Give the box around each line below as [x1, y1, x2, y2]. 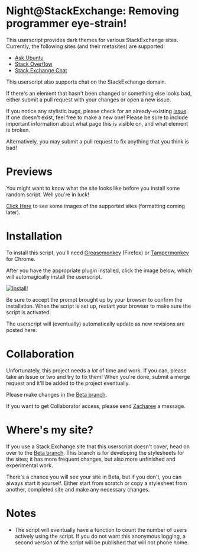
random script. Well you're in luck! [6, 191, 90, 198]
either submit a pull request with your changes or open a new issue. [6, 96, 171, 103]
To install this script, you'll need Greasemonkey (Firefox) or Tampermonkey [6, 249, 189, 256]
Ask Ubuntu [14, 54, 44, 61]
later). [6, 209, 21, 216]
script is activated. [6, 308, 51, 315]
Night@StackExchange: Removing [6, 4, 179, 18]
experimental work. [6, 461, 53, 469]
